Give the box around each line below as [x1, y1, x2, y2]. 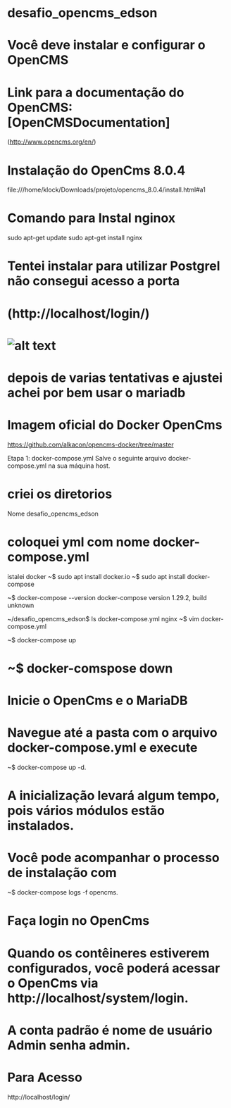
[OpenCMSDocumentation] [7, 114, 170, 130]
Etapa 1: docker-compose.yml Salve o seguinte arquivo [7, 454, 167, 462]
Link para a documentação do [7, 85, 185, 100]
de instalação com [7, 865, 118, 881]
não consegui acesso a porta [7, 273, 180, 290]
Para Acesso [7, 1069, 82, 1085]
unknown [7, 601, 35, 609]
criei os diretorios [7, 486, 113, 502]
